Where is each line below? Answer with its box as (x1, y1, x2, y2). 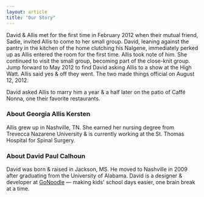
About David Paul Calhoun (6, 151, 86, 160)
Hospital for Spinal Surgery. (6, 136, 76, 143)
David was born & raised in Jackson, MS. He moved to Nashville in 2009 (6, 165, 188, 173)
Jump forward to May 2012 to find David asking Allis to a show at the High (6, 63, 192, 71)
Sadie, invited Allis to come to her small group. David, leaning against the (6, 38, 189, 45)
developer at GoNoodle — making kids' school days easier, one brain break (6, 179, 195, 186)
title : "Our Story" (6, 15, 56, 21)
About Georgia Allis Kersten (6, 110, 91, 119)
